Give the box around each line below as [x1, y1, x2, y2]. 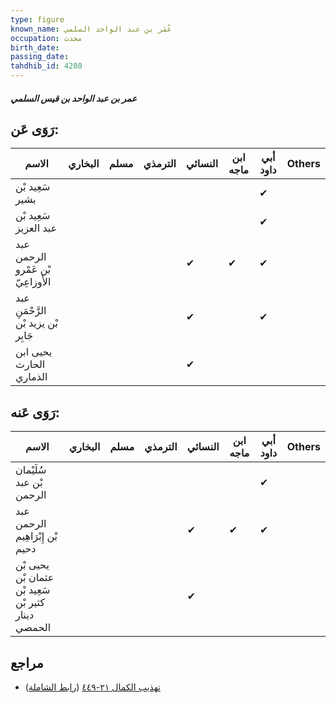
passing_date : [10, 52, 70, 62]
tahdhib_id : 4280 [10, 61, 83, 71]
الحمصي [15, 621, 52, 635]
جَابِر [15, 329, 34, 343]
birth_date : [10, 42, 60, 53]
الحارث [15, 357, 46, 371]
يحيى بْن [15, 558, 50, 572]
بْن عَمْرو [15, 262, 52, 276]
